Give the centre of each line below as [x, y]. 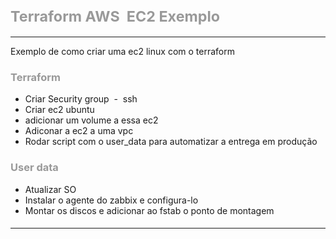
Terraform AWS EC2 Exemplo [115, 16]
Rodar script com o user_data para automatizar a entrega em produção [171, 142]
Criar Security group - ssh [81, 99]
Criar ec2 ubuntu [59, 110]
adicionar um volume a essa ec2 [91, 120]
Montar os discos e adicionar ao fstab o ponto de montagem [149, 210]
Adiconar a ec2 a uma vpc [79, 131]
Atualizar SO [50, 189]
